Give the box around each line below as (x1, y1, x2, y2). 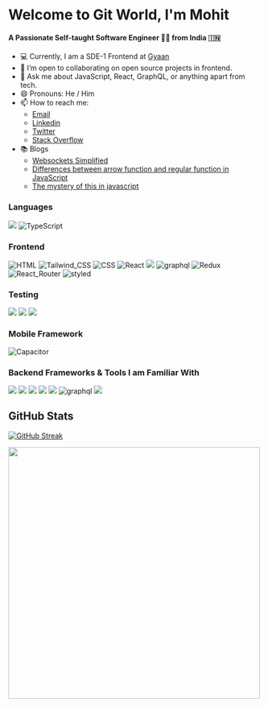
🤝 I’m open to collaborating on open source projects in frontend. (19, 63, 233, 73)
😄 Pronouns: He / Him (19, 89, 95, 98)
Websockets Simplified (31, 155, 109, 166)
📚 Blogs (19, 144, 49, 154)
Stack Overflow (31, 135, 84, 145)
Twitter (31, 126, 56, 136)
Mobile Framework (8, 329, 83, 340)
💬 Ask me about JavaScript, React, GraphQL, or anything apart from (19, 72, 245, 81)
